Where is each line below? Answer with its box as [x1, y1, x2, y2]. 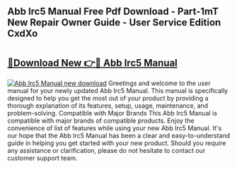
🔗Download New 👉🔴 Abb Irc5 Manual [7, 56, 178, 69]
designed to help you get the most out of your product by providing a [7, 94, 209, 102]
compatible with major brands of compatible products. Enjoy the [7, 116, 195, 125]
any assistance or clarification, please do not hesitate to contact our [7, 146, 206, 154]
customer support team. [7, 154, 78, 162]
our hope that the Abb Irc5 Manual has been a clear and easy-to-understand [7, 132, 231, 139]
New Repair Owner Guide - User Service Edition [7, 17, 221, 29]
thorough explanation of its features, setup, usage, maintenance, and [7, 101, 209, 110]
